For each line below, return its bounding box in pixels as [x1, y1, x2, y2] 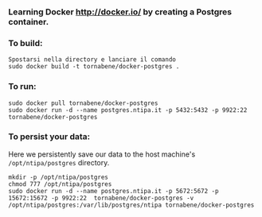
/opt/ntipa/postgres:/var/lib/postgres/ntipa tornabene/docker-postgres [8, 201, 255, 209]
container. [8, 16, 49, 27]
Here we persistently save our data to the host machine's [8, 149, 196, 159]
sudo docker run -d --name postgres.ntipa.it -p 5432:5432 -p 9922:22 [8, 106, 248, 114]
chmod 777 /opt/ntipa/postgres [8, 180, 112, 188]
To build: [8, 37, 43, 48]
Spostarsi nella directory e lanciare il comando [8, 56, 177, 64]
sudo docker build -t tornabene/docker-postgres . [8, 63, 180, 71]
